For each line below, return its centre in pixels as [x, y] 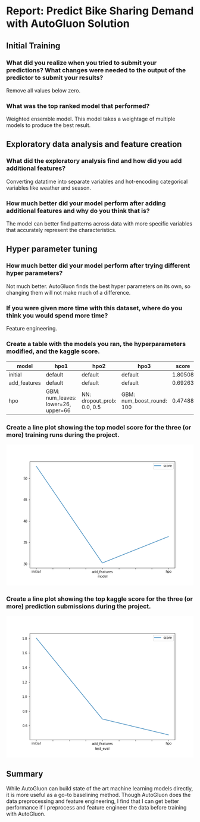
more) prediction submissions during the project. [79, 607]
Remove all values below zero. [43, 90]
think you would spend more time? [57, 316]
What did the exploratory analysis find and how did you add [94, 161]
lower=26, [58, 404]
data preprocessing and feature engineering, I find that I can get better [93, 801]
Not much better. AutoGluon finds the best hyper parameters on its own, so [98, 286]
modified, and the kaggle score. [53, 351]
